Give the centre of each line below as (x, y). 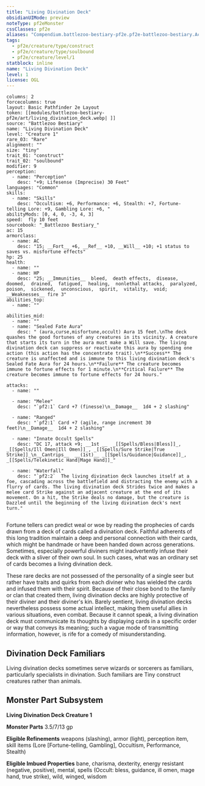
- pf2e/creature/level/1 (43, 57)
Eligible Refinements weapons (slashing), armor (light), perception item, (98, 738)
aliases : (17, 35)
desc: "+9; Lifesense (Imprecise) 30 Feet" (74, 183)
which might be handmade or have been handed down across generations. (101, 545)
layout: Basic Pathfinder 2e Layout (53, 107)
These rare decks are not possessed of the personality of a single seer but (100, 576)
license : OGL (23, 80)
